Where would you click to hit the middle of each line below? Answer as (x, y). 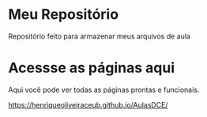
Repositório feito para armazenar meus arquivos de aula (100, 36)
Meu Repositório (64, 15)
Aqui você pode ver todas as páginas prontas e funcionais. (104, 90)
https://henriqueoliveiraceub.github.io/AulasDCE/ (88, 104)
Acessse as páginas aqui (92, 68)
